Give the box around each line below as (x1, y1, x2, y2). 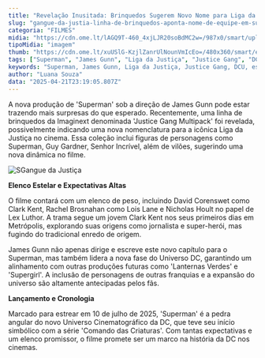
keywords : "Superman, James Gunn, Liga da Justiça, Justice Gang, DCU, (8, 63, 248, 71)
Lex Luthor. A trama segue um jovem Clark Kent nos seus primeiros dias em (8, 213, 255, 222)
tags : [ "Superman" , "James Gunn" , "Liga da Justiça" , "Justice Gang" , (8, 56, 245, 64)
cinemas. (8, 342, 38, 352)
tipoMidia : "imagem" (8, 41, 77, 49)
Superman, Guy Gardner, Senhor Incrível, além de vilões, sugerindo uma (8, 141, 243, 151)
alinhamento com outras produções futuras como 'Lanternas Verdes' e (8, 262, 238, 271)
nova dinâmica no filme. (8, 149, 86, 159)
